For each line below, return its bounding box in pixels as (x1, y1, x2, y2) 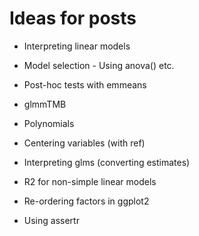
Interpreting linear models (23, 40, 131, 52)
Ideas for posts (9, 7, 137, 30)
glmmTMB (23, 98, 67, 110)
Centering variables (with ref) (23, 137, 146, 149)
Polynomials (23, 117, 75, 129)
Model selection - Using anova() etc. (23, 59, 175, 71)
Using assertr (23, 214, 80, 226)
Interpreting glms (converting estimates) (23, 156, 191, 168)
